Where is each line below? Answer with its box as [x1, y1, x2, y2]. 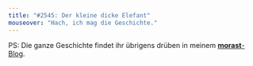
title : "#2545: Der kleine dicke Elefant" [8, 11, 151, 20]
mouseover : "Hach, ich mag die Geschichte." [8, 19, 158, 27]
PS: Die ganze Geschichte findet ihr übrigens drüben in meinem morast [8, 40, 242, 49]
